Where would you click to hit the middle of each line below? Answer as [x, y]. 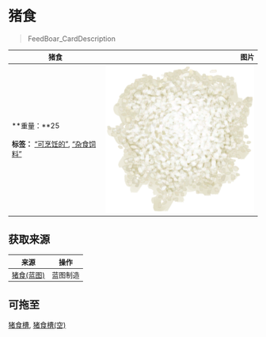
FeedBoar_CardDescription [72, 38]
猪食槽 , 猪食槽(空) [37, 325]
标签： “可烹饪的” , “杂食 [50, 144]
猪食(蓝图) [28, 275]
